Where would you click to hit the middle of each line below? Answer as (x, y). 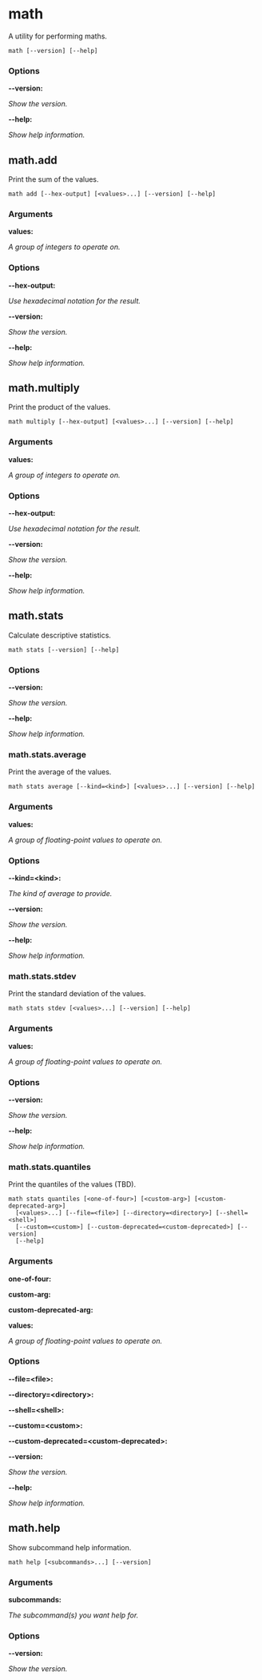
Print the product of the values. (60, 407)
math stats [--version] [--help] (64, 649)
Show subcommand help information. (70, 1547)
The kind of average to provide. (60, 894)
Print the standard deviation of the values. (77, 994)
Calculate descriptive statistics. (60, 635)
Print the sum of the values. (54, 179)
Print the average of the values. (60, 772)
